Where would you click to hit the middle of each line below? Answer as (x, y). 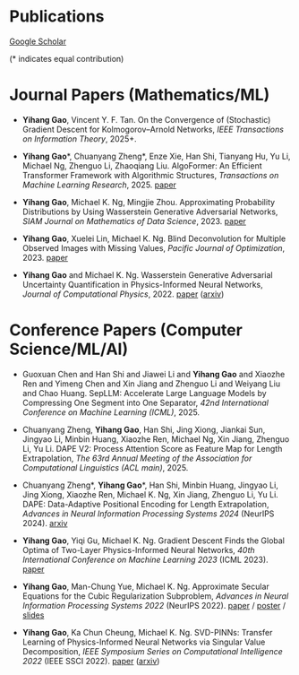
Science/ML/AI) (68, 349)
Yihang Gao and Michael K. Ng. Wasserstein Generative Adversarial (147, 274)
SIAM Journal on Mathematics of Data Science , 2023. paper (134, 221)
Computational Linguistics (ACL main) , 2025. (105, 467)
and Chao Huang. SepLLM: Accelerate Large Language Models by (144, 393)
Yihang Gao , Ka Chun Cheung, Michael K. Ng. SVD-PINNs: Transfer (147, 632)
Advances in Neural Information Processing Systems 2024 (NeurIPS (148, 514)
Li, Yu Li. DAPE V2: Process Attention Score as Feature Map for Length (152, 448)
